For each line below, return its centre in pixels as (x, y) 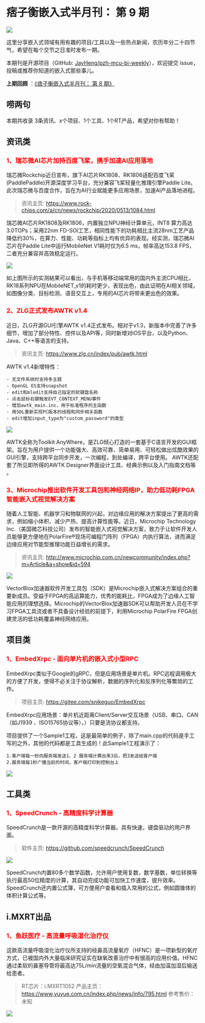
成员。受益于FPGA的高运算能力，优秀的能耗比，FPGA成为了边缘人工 (103, 596)
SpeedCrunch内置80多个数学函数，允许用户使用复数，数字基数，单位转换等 (102, 872)
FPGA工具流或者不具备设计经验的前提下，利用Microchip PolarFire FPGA (102, 611)
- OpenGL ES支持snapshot (37, 386)
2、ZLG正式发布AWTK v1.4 (47, 311)
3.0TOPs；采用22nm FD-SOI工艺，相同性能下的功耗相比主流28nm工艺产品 (100, 231)
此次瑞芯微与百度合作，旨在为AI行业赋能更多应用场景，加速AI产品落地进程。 (102, 190)
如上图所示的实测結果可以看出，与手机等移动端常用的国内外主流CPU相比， (100, 278)
